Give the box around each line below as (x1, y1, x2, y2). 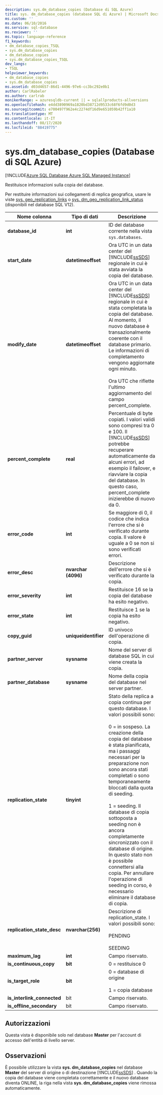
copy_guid (7, 633, 32, 639)
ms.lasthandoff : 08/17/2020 (5, 120, 62, 125)
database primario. (108, 341, 152, 348)
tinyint (65, 796, 81, 803)
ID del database (108, 221, 145, 228)
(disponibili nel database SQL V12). (5, 202, 75, 208)
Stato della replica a (108, 693, 154, 700)
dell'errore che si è (108, 566, 151, 573)
